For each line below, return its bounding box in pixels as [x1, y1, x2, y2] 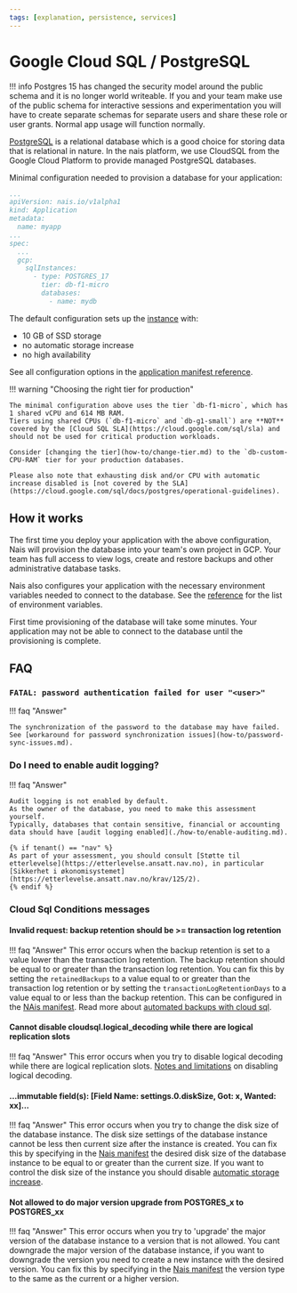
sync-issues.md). [9, 738, 74, 748]
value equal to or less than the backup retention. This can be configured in [9, 992, 283, 1003]
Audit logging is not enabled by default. [9, 796, 169, 806]
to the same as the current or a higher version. [9, 1273, 180, 1284]
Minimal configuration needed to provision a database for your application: [9, 172, 283, 183]
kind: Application [9, 206, 77, 215]
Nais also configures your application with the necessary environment [9, 580, 266, 590]
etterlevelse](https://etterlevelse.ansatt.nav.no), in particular [9, 858, 265, 868]
